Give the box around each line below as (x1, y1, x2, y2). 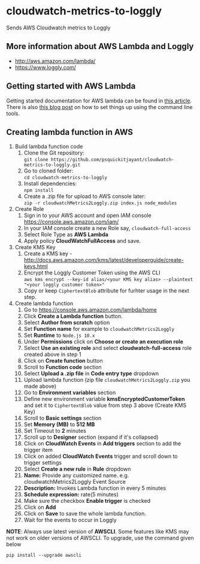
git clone (23, 157, 49, 163)
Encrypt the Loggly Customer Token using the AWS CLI (23, 269, 160, 276)
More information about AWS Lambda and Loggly (6, 41, 194, 52)
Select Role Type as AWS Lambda (23, 231, 109, 238)
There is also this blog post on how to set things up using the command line (6, 103, 193, 110)
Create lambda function (14, 300, 74, 307)
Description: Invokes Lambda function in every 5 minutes (23, 484, 166, 492)
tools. (6, 110, 20, 117)
